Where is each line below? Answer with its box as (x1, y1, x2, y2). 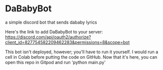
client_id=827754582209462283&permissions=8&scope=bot (5, 39, 130, 45)
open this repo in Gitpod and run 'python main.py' (5, 59, 106, 65)
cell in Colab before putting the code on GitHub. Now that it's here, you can (5, 54, 158, 60)
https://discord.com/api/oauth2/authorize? (5, 34, 91, 40)
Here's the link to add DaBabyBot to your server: (5, 29, 103, 35)
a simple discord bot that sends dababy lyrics (5, 19, 97, 25)
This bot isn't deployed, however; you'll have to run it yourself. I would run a (5, 49, 159, 55)
